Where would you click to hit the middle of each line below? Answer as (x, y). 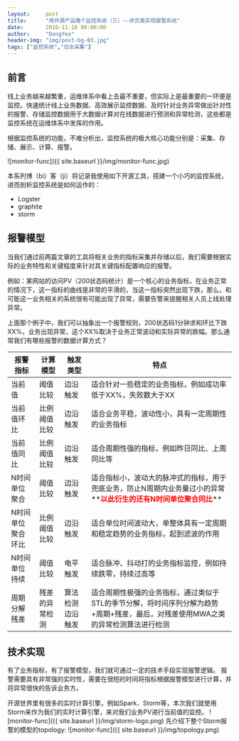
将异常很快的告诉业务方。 (45, 688)
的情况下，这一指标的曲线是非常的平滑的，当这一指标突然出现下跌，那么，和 (119, 290)
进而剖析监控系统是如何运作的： (54, 184)
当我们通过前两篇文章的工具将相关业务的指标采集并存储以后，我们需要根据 (116, 256)
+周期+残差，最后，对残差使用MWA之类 (158, 614)
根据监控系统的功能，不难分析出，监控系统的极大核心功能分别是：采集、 (113, 138)
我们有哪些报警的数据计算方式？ (60, 340)
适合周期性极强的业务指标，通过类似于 (155, 592)
